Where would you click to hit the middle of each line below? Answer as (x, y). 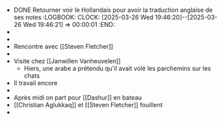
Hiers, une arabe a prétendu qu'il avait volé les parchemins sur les (117, 68)
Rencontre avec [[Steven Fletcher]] (63, 46)
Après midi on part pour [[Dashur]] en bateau (78, 98)
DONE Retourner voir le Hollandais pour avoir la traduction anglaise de (113, 10)
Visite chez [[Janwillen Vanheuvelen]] (67, 61)
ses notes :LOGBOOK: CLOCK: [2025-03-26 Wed (83, 17)
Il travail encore (35, 83)
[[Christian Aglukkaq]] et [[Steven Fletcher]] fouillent (88, 105)
